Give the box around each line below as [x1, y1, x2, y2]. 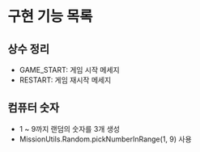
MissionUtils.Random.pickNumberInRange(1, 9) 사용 [19, 134, 192, 144]
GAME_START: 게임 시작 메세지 [19, 65, 120, 74]
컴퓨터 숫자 [7, 101, 60, 115]
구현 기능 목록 [7, 7, 93, 26]
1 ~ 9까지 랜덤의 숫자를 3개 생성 [19, 124, 121, 133]
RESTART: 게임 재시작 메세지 [19, 75, 112, 85]
